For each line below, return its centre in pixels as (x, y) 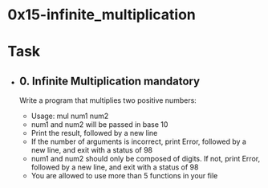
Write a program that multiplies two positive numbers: (108, 100)
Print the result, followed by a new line (94, 133)
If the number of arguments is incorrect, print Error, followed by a (138, 141)
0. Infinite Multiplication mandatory (110, 81)
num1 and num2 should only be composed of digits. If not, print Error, (146, 159)
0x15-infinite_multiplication (102, 15)
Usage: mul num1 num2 (70, 116)
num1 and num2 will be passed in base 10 (99, 125)
